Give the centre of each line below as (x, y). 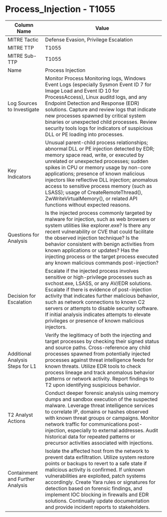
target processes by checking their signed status (102, 341)
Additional (19, 353)
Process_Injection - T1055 (60, 9)
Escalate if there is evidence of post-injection (98, 289)
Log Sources (22, 103)
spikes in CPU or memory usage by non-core (98, 167)
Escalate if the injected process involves (92, 271)
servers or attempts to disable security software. (102, 308)
